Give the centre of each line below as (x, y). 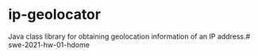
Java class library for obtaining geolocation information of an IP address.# (129, 36)
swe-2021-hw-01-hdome (49, 44)
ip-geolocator (55, 15)
